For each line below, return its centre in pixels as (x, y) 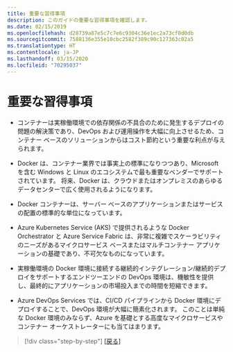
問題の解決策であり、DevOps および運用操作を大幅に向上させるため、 (118, 131)
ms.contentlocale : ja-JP (43, 53)
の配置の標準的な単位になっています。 (71, 212)
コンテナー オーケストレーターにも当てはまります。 (91, 326)
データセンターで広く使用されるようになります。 (87, 189)
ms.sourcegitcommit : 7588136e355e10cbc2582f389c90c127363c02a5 (101, 40)
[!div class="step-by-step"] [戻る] (72, 341)
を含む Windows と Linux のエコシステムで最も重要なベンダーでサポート (120, 171)
